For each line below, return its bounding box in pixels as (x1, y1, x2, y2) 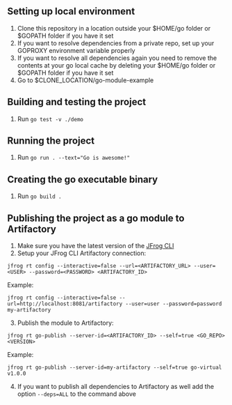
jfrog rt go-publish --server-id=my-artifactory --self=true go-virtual (7, 364, 222, 372)
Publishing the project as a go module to (7, 212, 185, 224)
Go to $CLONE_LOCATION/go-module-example (17, 76, 154, 84)
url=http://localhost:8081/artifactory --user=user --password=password (7, 300, 222, 307)
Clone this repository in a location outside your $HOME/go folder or (17, 24, 210, 32)
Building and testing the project (7, 96, 147, 108)
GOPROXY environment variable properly (17, 46, 135, 54)
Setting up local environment (7, 6, 135, 17)
